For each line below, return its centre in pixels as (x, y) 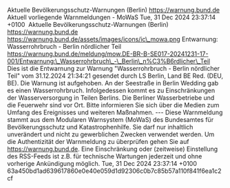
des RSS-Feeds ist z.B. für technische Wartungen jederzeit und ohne (105, 156)
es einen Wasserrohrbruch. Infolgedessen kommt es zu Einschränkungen (111, 90)
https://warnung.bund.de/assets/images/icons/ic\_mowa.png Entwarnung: (113, 39)
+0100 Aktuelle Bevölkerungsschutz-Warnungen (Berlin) (88, 24)
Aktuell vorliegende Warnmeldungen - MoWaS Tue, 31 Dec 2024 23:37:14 (112, 17)
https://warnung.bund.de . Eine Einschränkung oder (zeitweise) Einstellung (113, 149)
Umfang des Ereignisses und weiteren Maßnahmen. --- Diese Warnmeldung (115, 112)
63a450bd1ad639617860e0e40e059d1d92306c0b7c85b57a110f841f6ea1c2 (114, 171)
